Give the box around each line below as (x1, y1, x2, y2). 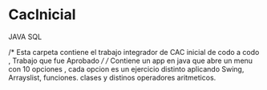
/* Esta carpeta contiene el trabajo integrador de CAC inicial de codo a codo (8, 47, 260, 57)
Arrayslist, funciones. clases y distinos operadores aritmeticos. (8, 72, 216, 82)
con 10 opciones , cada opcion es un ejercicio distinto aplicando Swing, (8, 64, 245, 73)
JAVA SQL (8, 32, 42, 41)
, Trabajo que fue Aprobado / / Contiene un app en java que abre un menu (8, 56, 253, 65)
